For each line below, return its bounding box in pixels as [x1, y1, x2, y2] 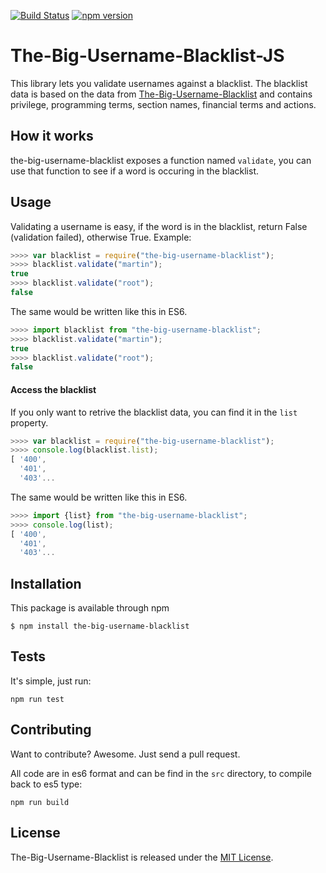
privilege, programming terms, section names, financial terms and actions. [10, 98, 317, 110]
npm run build [10, 797, 70, 807]
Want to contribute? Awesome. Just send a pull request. [10, 748, 241, 760]
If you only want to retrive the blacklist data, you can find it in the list [10, 406, 298, 418]
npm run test [10, 694, 65, 704]
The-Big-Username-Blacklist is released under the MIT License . [10, 851, 274, 863]
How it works [10, 128, 94, 145]
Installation [10, 575, 82, 592]
